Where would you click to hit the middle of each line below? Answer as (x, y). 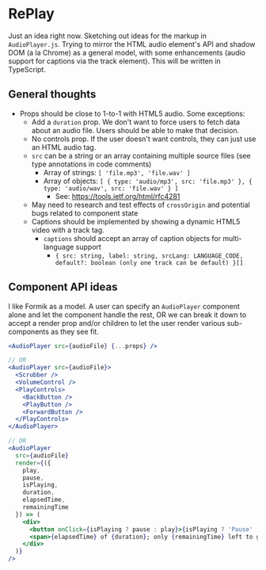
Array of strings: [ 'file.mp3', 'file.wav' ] (117, 172)
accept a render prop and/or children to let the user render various (117, 323)
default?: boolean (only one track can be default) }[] (149, 262)
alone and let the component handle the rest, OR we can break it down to (127, 315)
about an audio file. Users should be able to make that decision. (135, 130)
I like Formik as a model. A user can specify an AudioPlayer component (124, 306)
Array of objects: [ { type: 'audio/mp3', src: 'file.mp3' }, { (148, 181)
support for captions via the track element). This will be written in (115, 61)
